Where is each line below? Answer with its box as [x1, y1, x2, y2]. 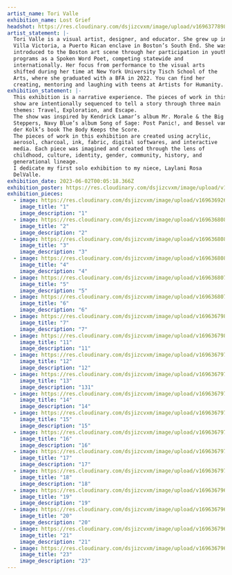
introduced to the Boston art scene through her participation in [13, 49, 209, 56]
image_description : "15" [19, 422, 91, 430]
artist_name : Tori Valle [7, 10, 79, 17]
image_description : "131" [19, 384, 95, 391]
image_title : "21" [19, 531, 72, 539]
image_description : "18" [19, 480, 91, 487]
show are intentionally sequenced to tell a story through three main [13, 100, 221, 107]
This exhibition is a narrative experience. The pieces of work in [13, 94, 212, 101]
